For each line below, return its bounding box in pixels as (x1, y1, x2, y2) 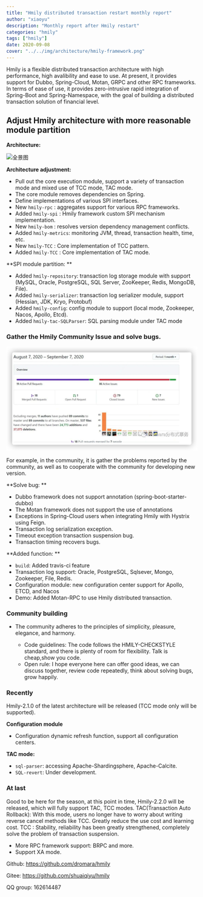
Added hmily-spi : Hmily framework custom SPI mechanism (15, 210, 165, 217)
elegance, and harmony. (15, 629, 76, 636)
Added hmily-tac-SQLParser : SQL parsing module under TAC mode (15, 317, 183, 324)
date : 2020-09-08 (6, 42, 50, 48)
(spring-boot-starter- (134, 493, 187, 500)
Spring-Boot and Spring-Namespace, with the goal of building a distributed (6, 91, 194, 98)
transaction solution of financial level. (6, 98, 100, 105)
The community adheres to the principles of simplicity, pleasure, (15, 622, 176, 630)
